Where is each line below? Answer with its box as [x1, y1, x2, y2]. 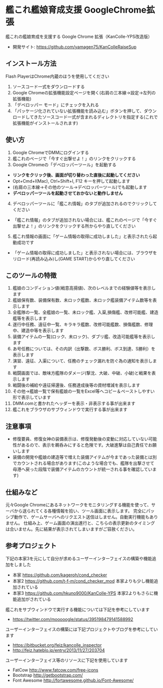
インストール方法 [5, 59, 57, 68]
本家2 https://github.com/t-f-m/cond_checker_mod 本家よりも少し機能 [12, 578, 154, 584]
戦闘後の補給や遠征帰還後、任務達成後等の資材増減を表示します [12, 382, 140, 388]
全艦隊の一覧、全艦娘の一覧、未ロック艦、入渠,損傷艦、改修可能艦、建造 [12, 310, 159, 315]
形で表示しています [12, 395, 51, 400]
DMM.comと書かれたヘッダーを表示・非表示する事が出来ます [12, 400, 135, 406]
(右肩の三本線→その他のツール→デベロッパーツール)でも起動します [12, 184, 147, 190]
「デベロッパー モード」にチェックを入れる [12, 102, 99, 107]
